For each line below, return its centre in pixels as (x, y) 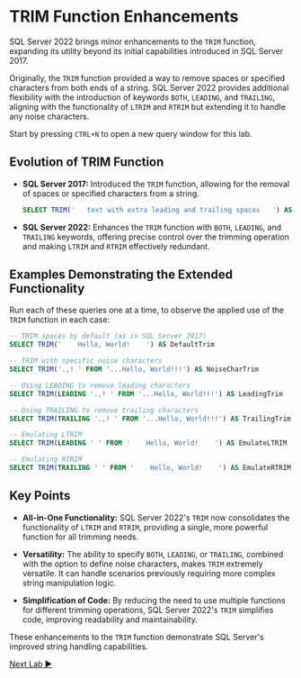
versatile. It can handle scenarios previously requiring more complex (149, 573)
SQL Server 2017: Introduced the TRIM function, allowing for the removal (156, 184)
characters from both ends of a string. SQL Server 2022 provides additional (149, 87)
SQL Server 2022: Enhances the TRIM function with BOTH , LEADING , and (152, 227)
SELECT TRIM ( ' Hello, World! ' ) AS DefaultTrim (112, 345)
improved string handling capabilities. (79, 646)
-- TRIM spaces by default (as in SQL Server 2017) (108, 336)
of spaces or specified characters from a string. (111, 193)
